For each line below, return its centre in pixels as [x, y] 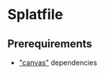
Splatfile [36, 15]
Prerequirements [50, 44]
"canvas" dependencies [58, 62]
